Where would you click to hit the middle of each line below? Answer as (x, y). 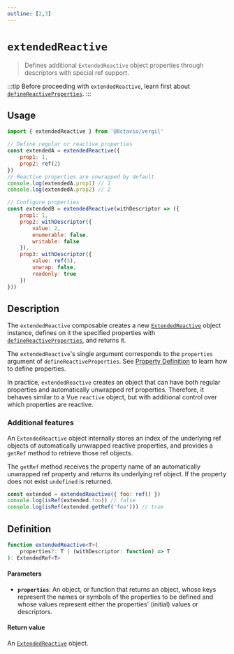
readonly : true (54, 273)
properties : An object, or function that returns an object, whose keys (117, 589)
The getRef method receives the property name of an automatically (104, 467)
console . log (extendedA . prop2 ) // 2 (59, 190)
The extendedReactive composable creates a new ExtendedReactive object (114, 325)
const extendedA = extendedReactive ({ (64, 151)
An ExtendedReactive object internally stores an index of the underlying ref (114, 438)
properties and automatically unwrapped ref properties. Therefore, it (106, 390)
